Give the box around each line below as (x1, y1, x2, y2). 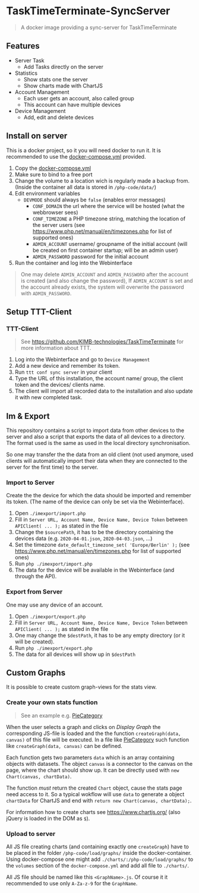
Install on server (6, 131, 68, 141)
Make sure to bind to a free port (14, 171, 93, 178)
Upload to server (6, 829, 56, 838)
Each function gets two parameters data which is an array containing (6, 753, 175, 761)
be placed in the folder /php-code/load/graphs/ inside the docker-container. (6, 850, 192, 857)
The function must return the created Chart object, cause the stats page (6, 784, 182, 791)
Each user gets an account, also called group (23, 94, 135, 102)
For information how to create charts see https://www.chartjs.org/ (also (6, 808, 181, 815)
